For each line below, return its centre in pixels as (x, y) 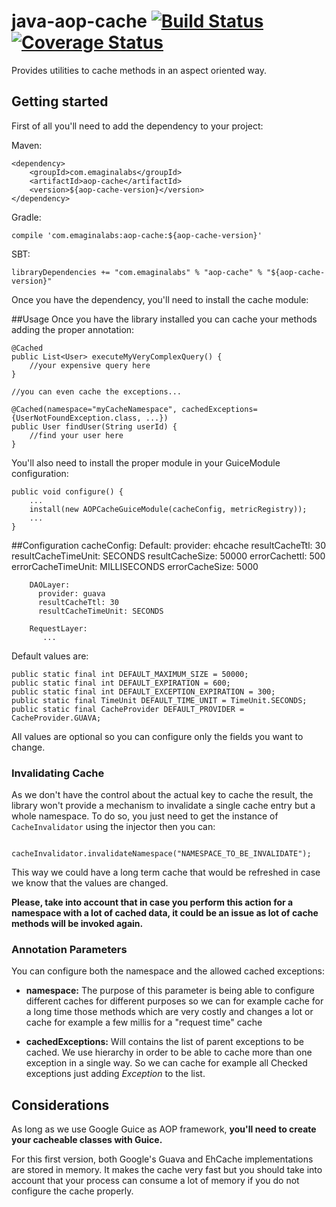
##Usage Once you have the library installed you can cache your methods (164, 319)
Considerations (60, 1105)
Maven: (27, 145)
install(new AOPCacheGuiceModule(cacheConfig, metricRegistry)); (168, 509)
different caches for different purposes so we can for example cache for (174, 1001)
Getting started (60, 101)
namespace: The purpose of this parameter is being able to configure (170, 991)
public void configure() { (67, 491)
